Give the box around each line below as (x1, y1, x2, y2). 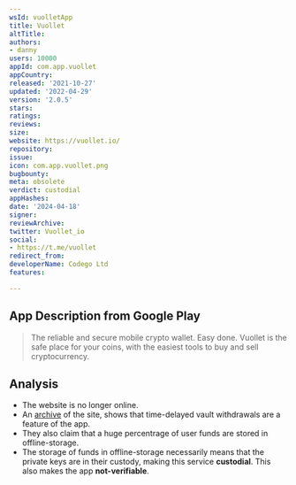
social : (9, 235, 38, 244)
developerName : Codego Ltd (9, 260, 109, 269)
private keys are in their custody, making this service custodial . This (21, 457, 271, 467)
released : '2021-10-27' (9, 79, 97, 88)
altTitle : (9, 29, 46, 38)
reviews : (9, 120, 42, 129)
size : (9, 128, 29, 137)
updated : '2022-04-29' (9, 87, 93, 96)
